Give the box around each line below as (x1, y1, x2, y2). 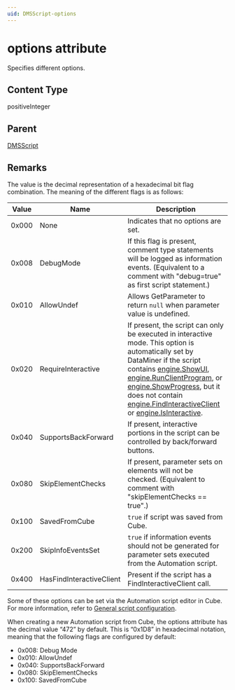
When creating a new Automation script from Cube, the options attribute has (7, 618, 228, 626)
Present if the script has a (127, 570, 212, 579)
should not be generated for (127, 541, 220, 551)
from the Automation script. (127, 558, 218, 568)
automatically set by (127, 347, 194, 356)
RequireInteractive (39, 364, 100, 373)
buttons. (127, 446, 155, 455)
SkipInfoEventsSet (39, 546, 100, 555)
